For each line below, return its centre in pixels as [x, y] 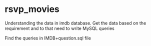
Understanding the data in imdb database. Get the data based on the [75, 23]
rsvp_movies [32, 9]
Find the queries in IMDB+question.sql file [48, 38]
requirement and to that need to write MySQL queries [59, 28]
